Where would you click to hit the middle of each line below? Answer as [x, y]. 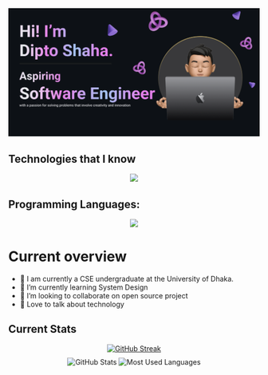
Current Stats [43, 329]
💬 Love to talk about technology [72, 304]
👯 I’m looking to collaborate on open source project [104, 295]
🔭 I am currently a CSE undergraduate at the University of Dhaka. [126, 278]
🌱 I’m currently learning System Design [84, 287]
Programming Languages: [74, 204]
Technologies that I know [72, 159]
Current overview [68, 257]
